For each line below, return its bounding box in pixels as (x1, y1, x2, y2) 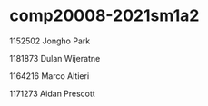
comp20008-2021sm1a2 (9, 5, 200, 26)
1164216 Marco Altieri (9, 70, 90, 82)
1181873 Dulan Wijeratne (9, 53, 101, 63)
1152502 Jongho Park (9, 35, 91, 46)
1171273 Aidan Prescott (9, 88, 95, 99)
